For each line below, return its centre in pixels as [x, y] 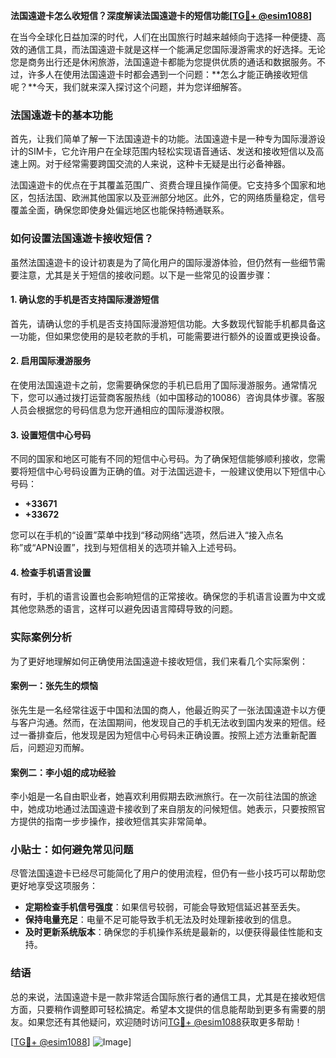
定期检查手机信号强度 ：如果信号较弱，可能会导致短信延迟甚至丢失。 [165, 907]
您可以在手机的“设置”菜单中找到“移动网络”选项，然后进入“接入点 [142, 535]
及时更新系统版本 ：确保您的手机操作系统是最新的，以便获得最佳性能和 [169, 932]
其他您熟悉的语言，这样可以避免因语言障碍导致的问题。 [124, 609]
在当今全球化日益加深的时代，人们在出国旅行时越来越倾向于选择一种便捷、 [163, 37]
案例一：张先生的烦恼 [54, 686]
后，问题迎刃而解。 [50, 747]
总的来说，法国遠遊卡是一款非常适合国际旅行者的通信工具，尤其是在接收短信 [168, 996]
